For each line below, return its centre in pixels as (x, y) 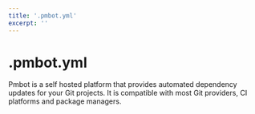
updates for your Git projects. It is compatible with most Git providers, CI (128, 93)
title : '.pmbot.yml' (43, 16)
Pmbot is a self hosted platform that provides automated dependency (123, 85)
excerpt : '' (28, 23)
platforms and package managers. (65, 101)
